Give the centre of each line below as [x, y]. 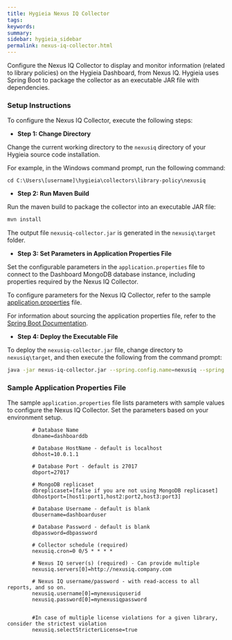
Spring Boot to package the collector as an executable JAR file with [103, 80]
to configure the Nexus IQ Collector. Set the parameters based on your [108, 410]
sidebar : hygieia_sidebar [44, 39]
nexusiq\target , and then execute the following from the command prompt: [115, 358]
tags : [15, 20]
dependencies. [28, 88]
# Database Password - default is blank [91, 527]
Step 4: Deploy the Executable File [68, 337]
